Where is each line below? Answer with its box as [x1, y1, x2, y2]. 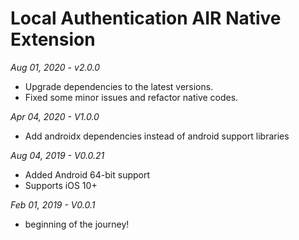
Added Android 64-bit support [24, 168, 151, 181]
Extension [10, 28, 96, 51]
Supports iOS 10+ [24, 179, 98, 191]
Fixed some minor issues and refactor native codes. [24, 91, 239, 103]
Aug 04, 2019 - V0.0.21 [10, 149, 105, 161]
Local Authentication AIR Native [10, 7, 282, 30]
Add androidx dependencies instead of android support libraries [24, 130, 290, 142]
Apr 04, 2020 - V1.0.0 [10, 110, 100, 122]
